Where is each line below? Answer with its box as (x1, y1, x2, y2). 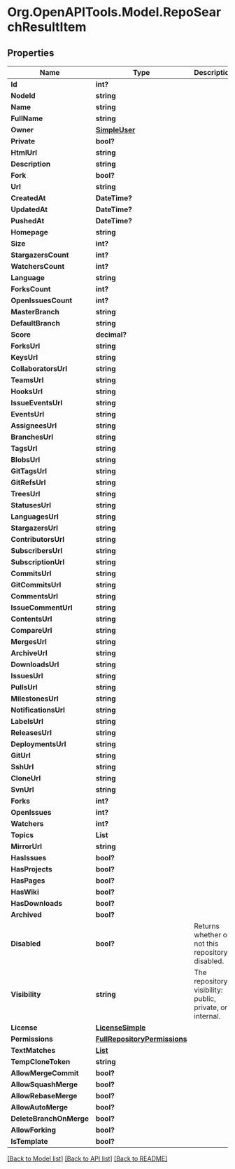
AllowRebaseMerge (10, 1091, 78, 1100)
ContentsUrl (10, 614, 52, 624)
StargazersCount (10, 250, 69, 260)
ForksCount (10, 284, 51, 294)
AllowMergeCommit (10, 1068, 79, 1078)
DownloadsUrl (10, 659, 59, 669)
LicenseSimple (95, 1023, 146, 1032)
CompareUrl (10, 626, 52, 635)
